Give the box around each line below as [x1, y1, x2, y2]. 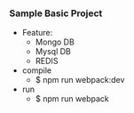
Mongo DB [35, 36, 75, 47]
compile [21, 65, 51, 76]
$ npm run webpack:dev [35, 75, 125, 85]
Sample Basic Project [9, 7, 103, 20]
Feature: [21, 28, 53, 38]
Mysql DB [35, 46, 71, 57]
